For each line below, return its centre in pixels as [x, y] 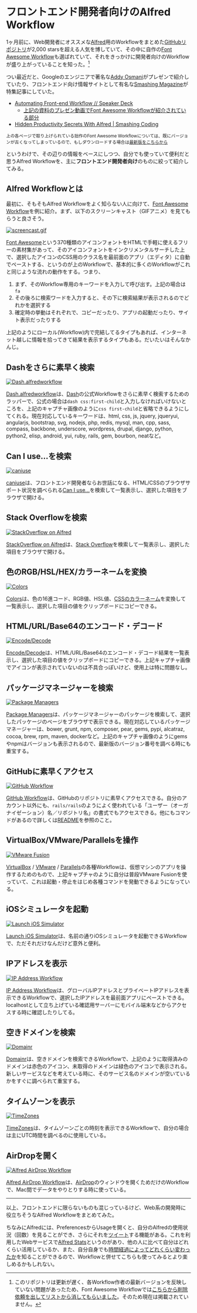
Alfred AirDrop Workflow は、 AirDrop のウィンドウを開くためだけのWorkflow [98, 1182]
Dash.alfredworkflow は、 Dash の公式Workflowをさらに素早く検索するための [98, 394]
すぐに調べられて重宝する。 [50, 1081]
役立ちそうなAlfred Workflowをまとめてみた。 [62, 1215]
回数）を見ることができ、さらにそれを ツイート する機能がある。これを [101, 1234]
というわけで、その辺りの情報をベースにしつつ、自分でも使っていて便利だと [98, 154]
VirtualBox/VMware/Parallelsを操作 [72, 840]
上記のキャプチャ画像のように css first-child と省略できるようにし [108, 409]
